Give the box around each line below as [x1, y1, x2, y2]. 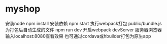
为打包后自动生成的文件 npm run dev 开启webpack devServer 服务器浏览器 [5, 26, 162, 33]
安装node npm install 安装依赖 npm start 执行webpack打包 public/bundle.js [5, 20, 162, 26]
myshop [5, 3, 41, 15]
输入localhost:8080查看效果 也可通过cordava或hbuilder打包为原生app [5, 33, 151, 39]
